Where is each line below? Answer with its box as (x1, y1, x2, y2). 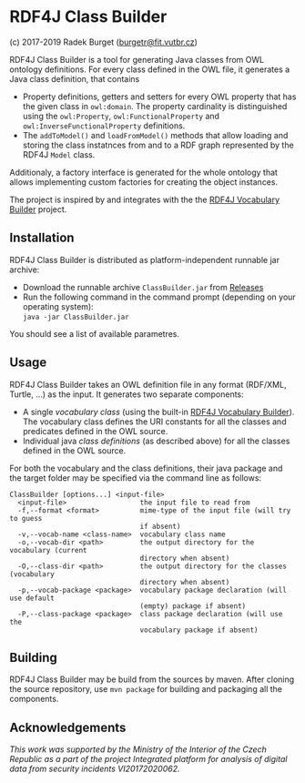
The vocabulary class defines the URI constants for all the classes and (22, 416, 287, 427)
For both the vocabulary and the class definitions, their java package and (9, 463, 283, 473)
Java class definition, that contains (9, 73, 140, 84)
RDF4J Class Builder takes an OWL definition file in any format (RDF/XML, (9, 379, 287, 390)
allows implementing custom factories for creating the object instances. (9, 176, 279, 188)
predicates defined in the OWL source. (22, 425, 168, 436)
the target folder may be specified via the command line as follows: (9, 472, 262, 483)
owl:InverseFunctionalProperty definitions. (22, 120, 186, 131)
